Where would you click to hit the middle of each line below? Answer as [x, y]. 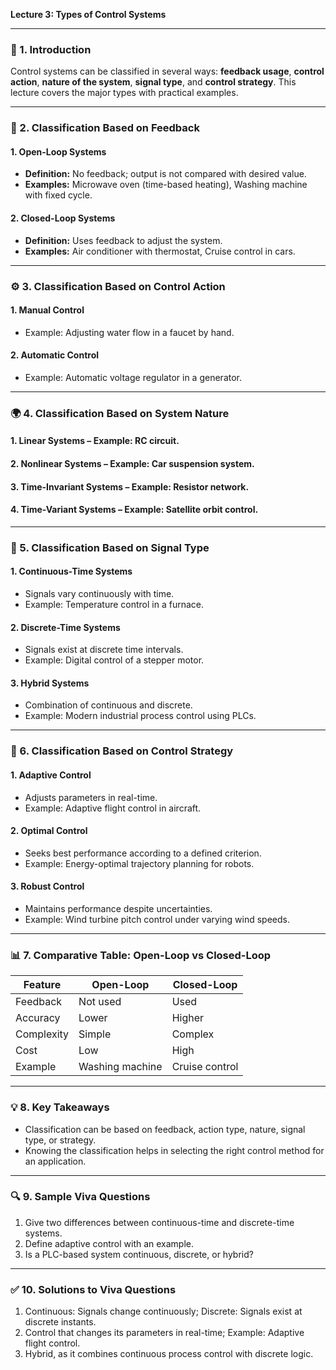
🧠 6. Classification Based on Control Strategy [122, 751]
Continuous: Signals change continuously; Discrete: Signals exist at [163, 1311]
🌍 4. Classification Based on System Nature [120, 413]
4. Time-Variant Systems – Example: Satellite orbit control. [134, 510]
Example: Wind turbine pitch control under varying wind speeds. [157, 919]
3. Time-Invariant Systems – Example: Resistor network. [130, 486]
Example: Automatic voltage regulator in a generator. [133, 377]
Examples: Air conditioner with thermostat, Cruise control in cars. [160, 251]
